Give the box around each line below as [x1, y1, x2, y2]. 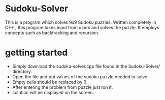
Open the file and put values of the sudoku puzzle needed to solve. [12, 73, 149, 79]
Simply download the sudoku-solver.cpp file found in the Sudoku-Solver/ [12, 63, 160, 69]
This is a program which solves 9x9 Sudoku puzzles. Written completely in [5, 19, 157, 25]
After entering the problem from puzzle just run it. [12, 84, 113, 90]
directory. [12, 68, 32, 74]
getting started [5, 47, 68, 58]
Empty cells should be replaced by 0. [12, 79, 88, 85]
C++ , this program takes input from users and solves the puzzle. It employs [5, 24, 159, 30]
